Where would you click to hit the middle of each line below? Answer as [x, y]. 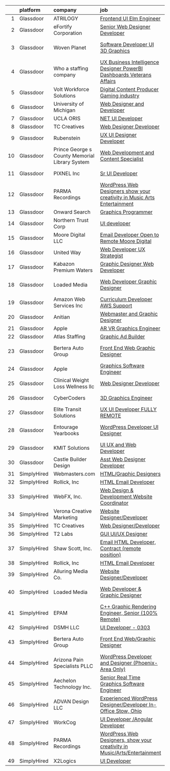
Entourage [66, 427]
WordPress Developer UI [129, 427]
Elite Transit [67, 409]
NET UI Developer [121, 118]
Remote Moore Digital [126, 241]
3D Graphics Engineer [126, 398]
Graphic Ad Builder [122, 337]
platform [30, 10]
